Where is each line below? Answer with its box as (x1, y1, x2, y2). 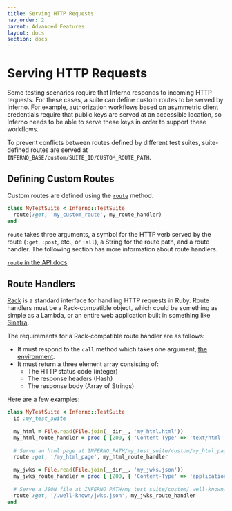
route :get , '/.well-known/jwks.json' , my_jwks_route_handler (13, 492, 196, 499)
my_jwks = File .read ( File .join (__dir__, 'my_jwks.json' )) (13, 467, 184, 474)
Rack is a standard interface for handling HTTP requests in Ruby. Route (7, 296, 209, 305)
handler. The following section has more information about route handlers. (7, 244, 218, 253)
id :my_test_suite (13, 415, 67, 422)
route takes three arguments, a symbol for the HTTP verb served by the (7, 230, 212, 238)
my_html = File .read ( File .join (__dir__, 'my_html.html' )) (13, 427, 184, 435)
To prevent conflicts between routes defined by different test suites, (7, 139, 201, 147)
